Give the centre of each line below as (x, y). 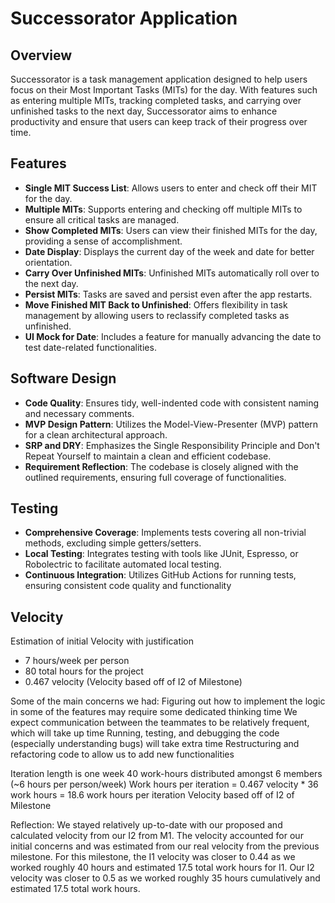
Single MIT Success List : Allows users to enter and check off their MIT (171, 188)
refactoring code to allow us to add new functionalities (122, 754)
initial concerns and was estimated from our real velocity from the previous (165, 846)
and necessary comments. (79, 413)
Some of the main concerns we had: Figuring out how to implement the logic (168, 701)
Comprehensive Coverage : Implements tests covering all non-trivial (165, 533)
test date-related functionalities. (90, 347)
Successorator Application (124, 18)
